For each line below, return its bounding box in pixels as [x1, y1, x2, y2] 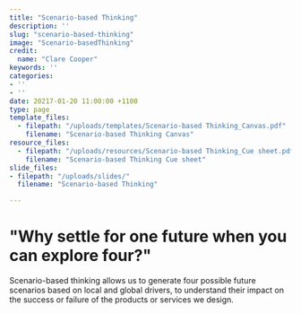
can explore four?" [9, 246, 152, 266]
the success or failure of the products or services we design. [9, 294, 235, 305]
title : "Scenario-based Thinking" [9, 13, 139, 22]
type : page [9, 105, 50, 114]
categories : [9, 72, 54, 81]
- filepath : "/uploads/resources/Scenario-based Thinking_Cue [17, 146, 254, 155]
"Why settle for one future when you [9, 226, 288, 247]
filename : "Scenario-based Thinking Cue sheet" [25, 154, 206, 164]
